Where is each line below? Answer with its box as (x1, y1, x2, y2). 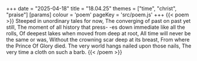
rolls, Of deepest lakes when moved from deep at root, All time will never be (6, 30, 191, 37)
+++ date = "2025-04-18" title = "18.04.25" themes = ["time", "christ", (6, 5, 177, 12)
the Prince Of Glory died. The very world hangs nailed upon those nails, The (6, 42, 192, 49)
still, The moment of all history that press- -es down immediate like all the (6, 23, 185, 30)
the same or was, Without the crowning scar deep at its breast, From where (6, 36, 190, 43)
